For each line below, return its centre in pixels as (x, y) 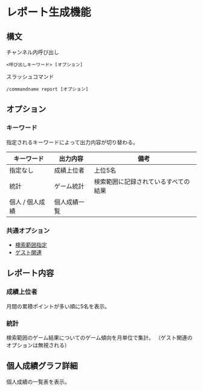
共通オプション (28, 230)
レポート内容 (30, 273)
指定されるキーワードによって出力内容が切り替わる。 (72, 142)
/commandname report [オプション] (47, 89)
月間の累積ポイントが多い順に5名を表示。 (58, 306)
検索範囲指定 (31, 244)
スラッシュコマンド (30, 77)
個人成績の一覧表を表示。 (38, 381)
